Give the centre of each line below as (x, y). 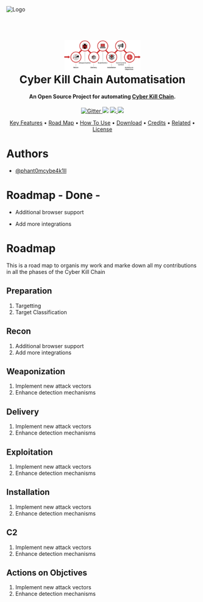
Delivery (23, 412)
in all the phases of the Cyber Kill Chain (56, 271)
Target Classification (41, 312)
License (102, 129)
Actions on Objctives (47, 572)
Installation (28, 492)
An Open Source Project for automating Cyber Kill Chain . (102, 97)
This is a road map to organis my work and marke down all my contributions (101, 265)
